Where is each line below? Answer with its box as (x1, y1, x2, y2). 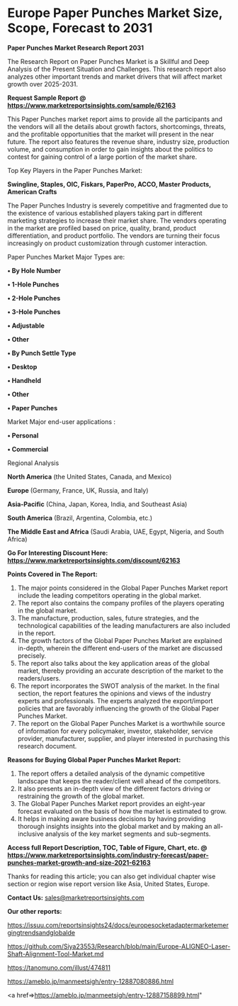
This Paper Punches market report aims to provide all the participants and (7, 115, 223, 123)
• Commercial (7, 445, 49, 453)
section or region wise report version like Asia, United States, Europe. (7, 879, 210, 888)
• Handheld (7, 376, 41, 384)
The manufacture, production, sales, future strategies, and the (17, 613, 200, 622)
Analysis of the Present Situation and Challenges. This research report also (7, 65, 227, 73)
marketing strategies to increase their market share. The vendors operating (7, 216, 227, 225)
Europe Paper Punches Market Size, (7, 5, 223, 21)
